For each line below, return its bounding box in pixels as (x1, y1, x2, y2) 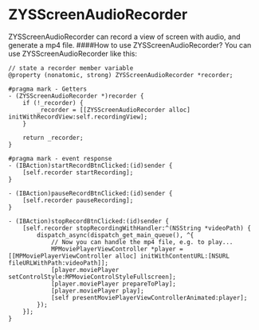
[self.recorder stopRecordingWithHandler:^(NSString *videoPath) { (22, 224, 251, 232)
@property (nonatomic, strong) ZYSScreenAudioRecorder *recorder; (8, 71, 233, 79)
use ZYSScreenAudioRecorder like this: (8, 49, 138, 58)
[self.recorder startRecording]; (22, 169, 134, 177)
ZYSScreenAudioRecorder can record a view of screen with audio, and (8, 32, 241, 41)
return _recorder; (22, 134, 84, 142)
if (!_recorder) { (22, 99, 84, 107)
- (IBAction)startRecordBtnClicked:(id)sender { (8, 161, 173, 169)
